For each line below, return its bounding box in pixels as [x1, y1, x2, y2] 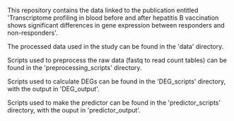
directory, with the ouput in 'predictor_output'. [7, 106, 141, 114]
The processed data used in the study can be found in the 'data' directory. [7, 42, 224, 50]
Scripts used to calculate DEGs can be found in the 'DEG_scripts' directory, [7, 77, 226, 86]
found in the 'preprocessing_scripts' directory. [7, 64, 142, 71]
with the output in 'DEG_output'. [7, 85, 100, 93]
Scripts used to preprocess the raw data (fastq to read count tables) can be [7, 56, 228, 64]
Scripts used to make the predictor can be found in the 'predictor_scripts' [7, 98, 221, 107]
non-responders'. [7, 28, 58, 37]
